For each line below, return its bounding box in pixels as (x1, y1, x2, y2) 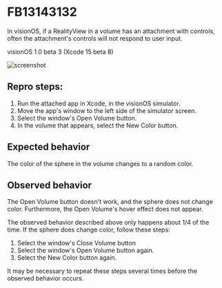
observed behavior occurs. (7, 274, 84, 282)
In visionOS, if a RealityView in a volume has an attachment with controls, (7, 27, 215, 35)
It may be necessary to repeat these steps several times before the (7, 267, 198, 276)
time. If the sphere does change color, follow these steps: (7, 225, 170, 234)
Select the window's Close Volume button (17, 239, 137, 247)
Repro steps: (7, 81, 63, 93)
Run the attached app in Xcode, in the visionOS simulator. (17, 99, 181, 107)
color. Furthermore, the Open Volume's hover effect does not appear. (7, 205, 203, 214)
